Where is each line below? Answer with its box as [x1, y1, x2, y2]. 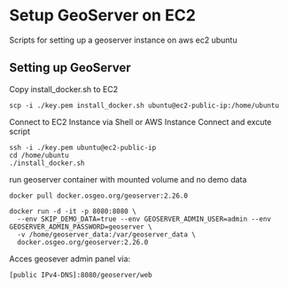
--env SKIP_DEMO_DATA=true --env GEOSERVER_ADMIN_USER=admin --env [17, 214, 272, 223]
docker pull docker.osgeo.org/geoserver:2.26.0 [9, 191, 189, 200]
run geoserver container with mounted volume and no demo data [9, 174, 247, 184]
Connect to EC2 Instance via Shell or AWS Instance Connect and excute [9, 116, 272, 127]
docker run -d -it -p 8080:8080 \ [9, 206, 137, 215]
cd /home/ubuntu [9, 151, 69, 160]
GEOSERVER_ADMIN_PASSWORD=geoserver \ [9, 222, 152, 231]
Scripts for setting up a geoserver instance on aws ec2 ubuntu [9, 35, 237, 45]
